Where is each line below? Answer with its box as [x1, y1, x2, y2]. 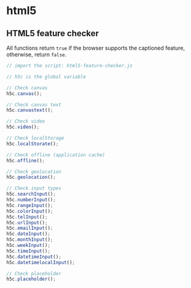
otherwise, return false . [6, 51, 67, 58]
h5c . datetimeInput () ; [6, 254, 62, 260]
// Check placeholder [6, 270, 62, 276]
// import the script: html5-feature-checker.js [6, 63, 133, 69]
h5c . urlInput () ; [6, 219, 48, 225]
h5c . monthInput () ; [6, 237, 53, 243]
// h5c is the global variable [6, 74, 86, 80]
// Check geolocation [6, 169, 62, 175]
